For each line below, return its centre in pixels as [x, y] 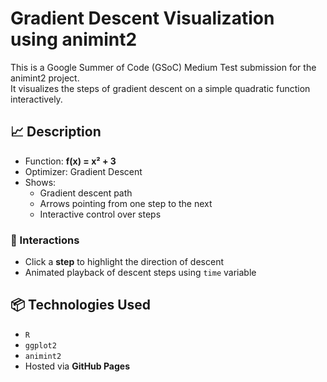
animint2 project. [45, 78]
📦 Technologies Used [81, 305]
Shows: [40, 182]
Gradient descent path [86, 193]
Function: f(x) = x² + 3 [70, 161]
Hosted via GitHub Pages [77, 366]
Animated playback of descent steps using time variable [140, 273]
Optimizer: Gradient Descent [83, 171]
